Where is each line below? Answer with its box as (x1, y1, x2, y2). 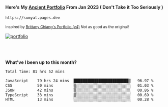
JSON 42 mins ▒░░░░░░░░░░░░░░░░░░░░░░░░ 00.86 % (5, 88, 154, 93)
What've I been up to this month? (5, 59, 77, 65)
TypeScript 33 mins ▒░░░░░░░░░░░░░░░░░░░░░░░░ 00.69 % (5, 92, 154, 97)
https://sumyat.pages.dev (5, 15, 60, 20)
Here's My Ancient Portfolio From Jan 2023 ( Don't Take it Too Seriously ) (5, 4, 163, 10)
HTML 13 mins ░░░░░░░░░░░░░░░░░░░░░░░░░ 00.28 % (5, 97, 154, 102)
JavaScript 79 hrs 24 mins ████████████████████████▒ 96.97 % (5, 78, 154, 83)
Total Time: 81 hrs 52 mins (5, 69, 65, 75)
